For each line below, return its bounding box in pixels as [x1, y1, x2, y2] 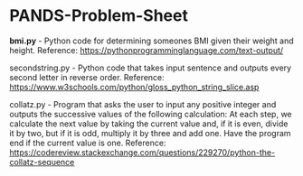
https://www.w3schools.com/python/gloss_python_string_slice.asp [9, 81, 260, 92]
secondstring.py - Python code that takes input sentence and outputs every [9, 62, 292, 73]
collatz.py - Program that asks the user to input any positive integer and [9, 98, 277, 109]
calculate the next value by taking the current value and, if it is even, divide [9, 118, 289, 129]
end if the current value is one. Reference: [9, 137, 166, 148]
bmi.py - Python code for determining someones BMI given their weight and [9, 35, 294, 46]
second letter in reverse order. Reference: [9, 71, 165, 82]
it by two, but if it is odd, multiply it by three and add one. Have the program [9, 127, 291, 138]
